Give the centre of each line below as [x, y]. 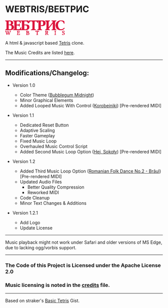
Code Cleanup [35, 198]
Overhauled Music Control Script [53, 146]
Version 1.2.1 [25, 213]
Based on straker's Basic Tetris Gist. [42, 300]
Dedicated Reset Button [44, 125]
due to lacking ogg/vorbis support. [41, 247]
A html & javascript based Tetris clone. [45, 43]
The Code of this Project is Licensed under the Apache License [83, 265]
